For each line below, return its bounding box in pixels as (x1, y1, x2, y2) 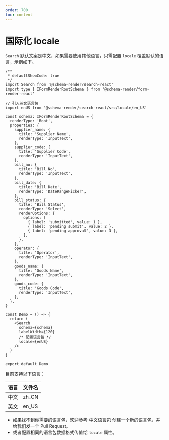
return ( (10, 316, 28, 322)
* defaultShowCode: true (7, 73, 59, 78)
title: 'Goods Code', (18, 286, 64, 291)
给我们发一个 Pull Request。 (12, 423, 71, 429)
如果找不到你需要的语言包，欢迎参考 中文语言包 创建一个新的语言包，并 (12, 417, 161, 423)
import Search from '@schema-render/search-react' (5, 82, 114, 87)
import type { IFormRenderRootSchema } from (5, 86, 100, 92)
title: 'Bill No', (18, 167, 57, 172)
